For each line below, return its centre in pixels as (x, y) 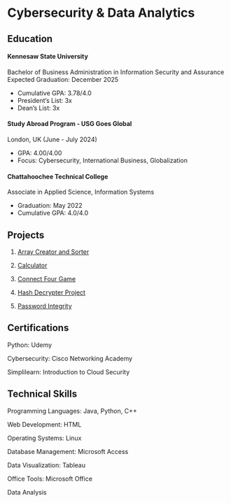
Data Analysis (27, 492)
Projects (26, 235)
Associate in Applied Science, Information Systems (81, 192)
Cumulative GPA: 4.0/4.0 (53, 213)
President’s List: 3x (44, 100)
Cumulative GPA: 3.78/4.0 (55, 93)
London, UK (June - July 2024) (52, 139)
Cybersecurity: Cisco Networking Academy (70, 358)
